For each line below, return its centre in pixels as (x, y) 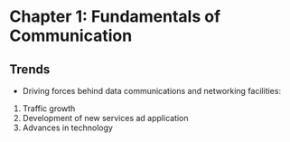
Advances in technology (67, 128)
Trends (30, 69)
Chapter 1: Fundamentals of (115, 17)
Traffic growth (49, 109)
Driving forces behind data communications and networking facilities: (152, 91)
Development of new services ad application (105, 118)
